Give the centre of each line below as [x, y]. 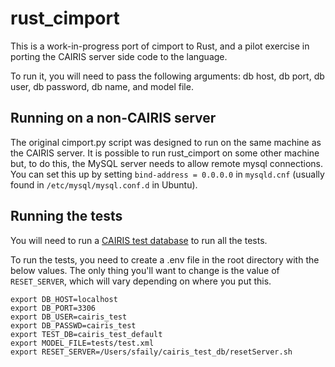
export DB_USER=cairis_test [69, 317]
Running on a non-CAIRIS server [113, 118]
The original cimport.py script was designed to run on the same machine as [166, 142]
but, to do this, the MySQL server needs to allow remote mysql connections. [167, 163]
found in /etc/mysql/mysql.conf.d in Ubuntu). [104, 184]
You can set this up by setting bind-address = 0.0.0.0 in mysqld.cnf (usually [167, 174]
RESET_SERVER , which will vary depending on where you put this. [141, 281]
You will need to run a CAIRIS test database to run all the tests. [139, 240]
